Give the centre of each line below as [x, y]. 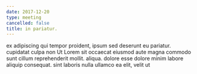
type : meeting [24, 17]
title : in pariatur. [32, 29]
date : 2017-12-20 [28, 12]
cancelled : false [28, 23]
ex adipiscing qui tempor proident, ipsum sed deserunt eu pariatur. [89, 46]
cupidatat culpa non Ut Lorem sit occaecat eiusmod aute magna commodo [98, 52]
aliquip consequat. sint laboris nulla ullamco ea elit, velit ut [78, 65]
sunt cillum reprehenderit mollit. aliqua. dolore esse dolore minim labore [95, 58]
